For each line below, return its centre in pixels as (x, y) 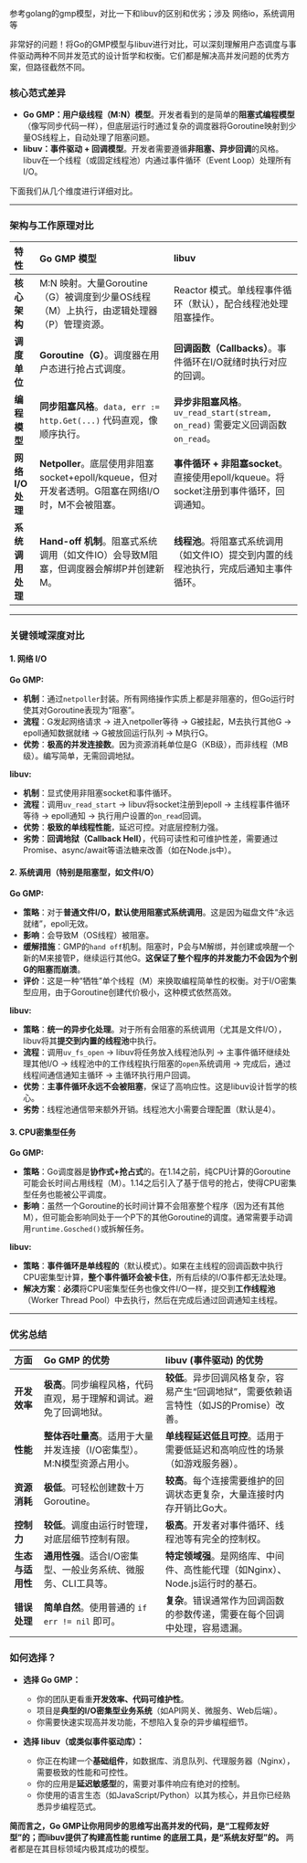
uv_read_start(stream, (222, 413)
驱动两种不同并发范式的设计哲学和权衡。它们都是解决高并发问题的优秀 (149, 56)
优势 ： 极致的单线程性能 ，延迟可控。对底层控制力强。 (123, 827)
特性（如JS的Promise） (225, 1405)
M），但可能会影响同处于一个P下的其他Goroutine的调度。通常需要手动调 (158, 1217)
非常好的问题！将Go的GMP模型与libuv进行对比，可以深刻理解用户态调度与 (149, 44)
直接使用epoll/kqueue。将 (229, 477)
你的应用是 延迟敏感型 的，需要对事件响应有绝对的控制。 (140, 1784)
